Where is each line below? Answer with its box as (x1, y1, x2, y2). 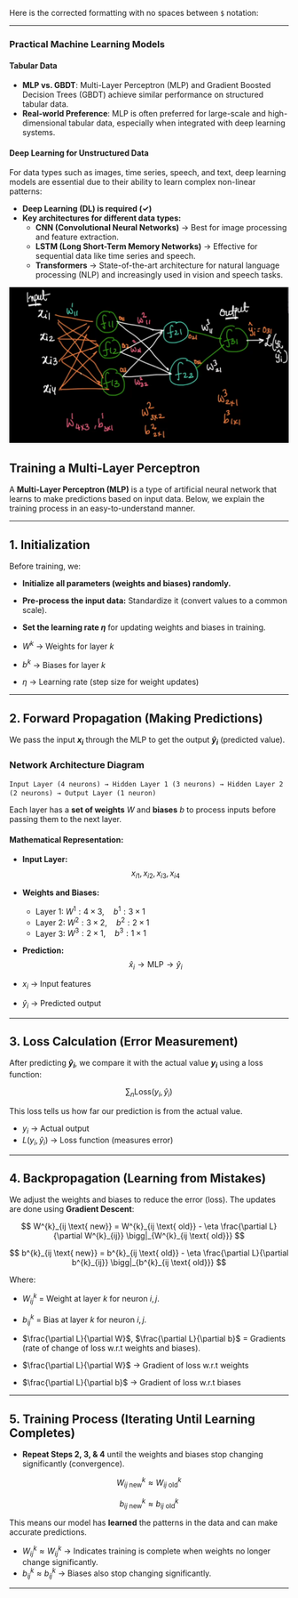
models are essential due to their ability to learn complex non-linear (9, 177, 256, 188)
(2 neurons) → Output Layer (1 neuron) (9, 789, 157, 798)
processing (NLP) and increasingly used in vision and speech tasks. (35, 270, 284, 280)
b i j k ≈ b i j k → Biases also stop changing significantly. (21, 1566, 212, 1580)
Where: (9, 1274, 36, 1285)
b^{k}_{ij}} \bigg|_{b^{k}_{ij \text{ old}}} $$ (71, 1257, 227, 1268)
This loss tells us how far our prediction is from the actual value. (9, 1105, 243, 1116)
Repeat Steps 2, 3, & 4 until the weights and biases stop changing (21, 1449, 263, 1460)
